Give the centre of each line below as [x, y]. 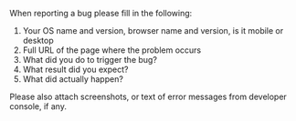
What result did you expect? [75, 69]
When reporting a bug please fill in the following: [101, 13]
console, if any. [38, 106]
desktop [38, 40]
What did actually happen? [73, 79]
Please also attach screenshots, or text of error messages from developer [148, 96]
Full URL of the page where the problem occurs [112, 50]
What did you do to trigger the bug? [90, 60]
